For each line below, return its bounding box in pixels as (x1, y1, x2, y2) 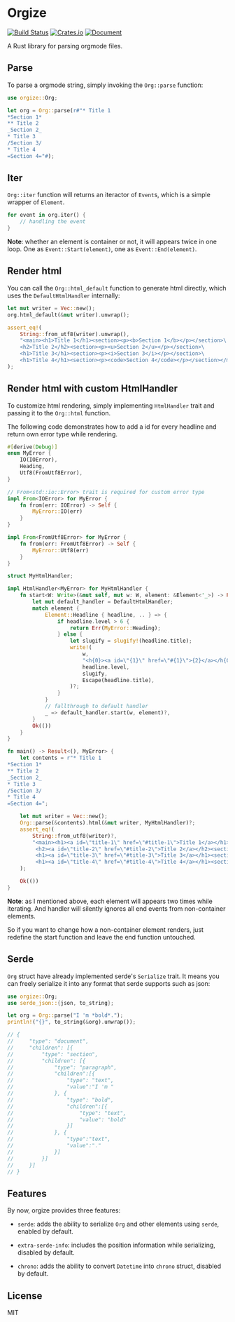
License (7, 1290, 43, 1302)
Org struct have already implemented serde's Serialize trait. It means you (7, 972, 220, 980)
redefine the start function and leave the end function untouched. (7, 933, 196, 941)
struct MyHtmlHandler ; (7, 573, 73, 580)
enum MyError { (7, 450, 52, 457)
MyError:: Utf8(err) (32, 547, 90, 554)
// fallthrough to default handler (44, 703, 149, 710)
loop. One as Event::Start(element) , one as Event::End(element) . (7, 245, 197, 253)
